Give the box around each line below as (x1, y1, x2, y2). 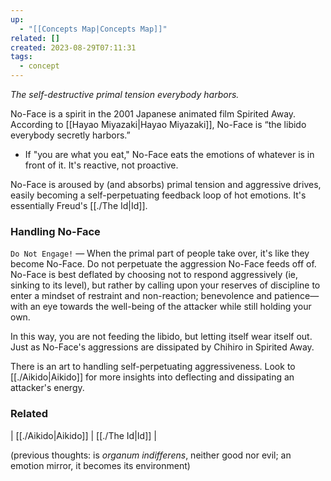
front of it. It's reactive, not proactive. (24, 159, 179, 171)
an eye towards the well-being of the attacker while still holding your (29, 301, 312, 313)
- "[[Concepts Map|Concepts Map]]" (19, 24, 168, 34)
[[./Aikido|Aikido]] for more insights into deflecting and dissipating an (10, 371, 295, 383)
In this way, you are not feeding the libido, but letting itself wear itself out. (10, 331, 313, 343)
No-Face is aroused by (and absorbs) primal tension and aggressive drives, (10, 179, 322, 190)
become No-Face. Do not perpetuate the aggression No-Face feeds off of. (10, 258, 317, 270)
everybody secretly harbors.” (10, 129, 131, 141)
